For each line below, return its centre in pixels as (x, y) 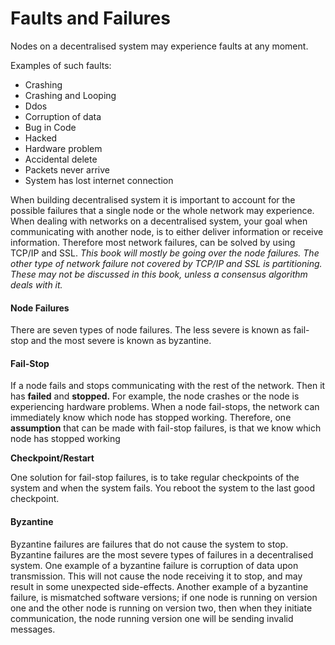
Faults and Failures (90, 18)
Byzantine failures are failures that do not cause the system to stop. (149, 544)
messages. (33, 629)
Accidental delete (61, 159)
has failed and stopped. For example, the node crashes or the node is (155, 396)
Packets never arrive (67, 169)
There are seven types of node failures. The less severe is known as (151, 330)
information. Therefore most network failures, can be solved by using (153, 242)
